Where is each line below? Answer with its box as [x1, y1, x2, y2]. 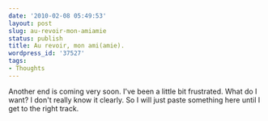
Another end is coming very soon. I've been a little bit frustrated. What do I [8, 86, 257, 96]
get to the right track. [8, 103, 79, 113]
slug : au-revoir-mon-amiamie [8, 27, 107, 35]
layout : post [8, 19, 53, 27]
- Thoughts [8, 65, 45, 73]
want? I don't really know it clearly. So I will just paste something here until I [8, 94, 261, 105]
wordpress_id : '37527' [8, 49, 85, 57]
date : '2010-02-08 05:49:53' [8, 11, 107, 20]
